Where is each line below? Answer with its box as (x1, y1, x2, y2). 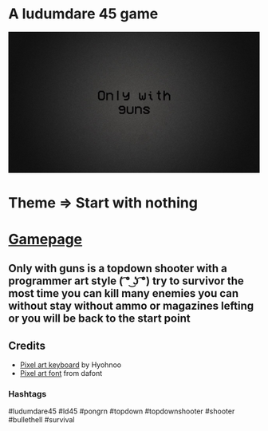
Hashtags (8, 388, 47, 399)
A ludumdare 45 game (8, 5, 159, 23)
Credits (8, 338, 46, 352)
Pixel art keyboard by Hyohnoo (19, 360, 122, 370)
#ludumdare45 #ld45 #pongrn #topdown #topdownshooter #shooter (8, 406, 235, 416)
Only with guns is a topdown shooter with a (8, 262, 227, 275)
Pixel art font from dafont (19, 369, 103, 378)
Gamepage (8, 230, 83, 248)
